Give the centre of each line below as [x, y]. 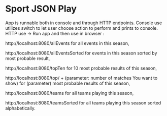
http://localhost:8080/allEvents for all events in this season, [67, 43]
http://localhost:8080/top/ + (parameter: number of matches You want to [81, 78]
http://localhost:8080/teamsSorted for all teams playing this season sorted [83, 103]
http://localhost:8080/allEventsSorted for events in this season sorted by [81, 53]
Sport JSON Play [41, 9]
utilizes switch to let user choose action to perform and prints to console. [82, 28]
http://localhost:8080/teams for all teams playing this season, [70, 93]
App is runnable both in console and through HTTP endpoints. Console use [84, 23]
